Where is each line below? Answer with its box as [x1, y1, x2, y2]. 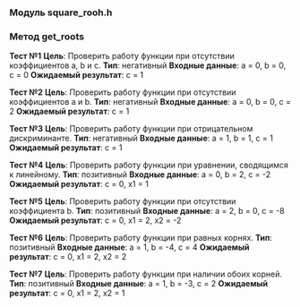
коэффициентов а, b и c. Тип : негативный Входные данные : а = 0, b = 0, [9, 60, 287, 71]
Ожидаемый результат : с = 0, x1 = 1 [9, 179, 150, 190]
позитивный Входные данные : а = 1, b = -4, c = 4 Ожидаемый [9, 242, 250, 252]
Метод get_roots [9, 30, 85, 42]
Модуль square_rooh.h [9, 6, 113, 19]
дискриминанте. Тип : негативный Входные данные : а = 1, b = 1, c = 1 [9, 132, 273, 144]
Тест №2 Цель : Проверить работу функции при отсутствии [9, 87, 236, 98]
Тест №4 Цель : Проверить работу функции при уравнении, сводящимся [9, 159, 289, 171]
